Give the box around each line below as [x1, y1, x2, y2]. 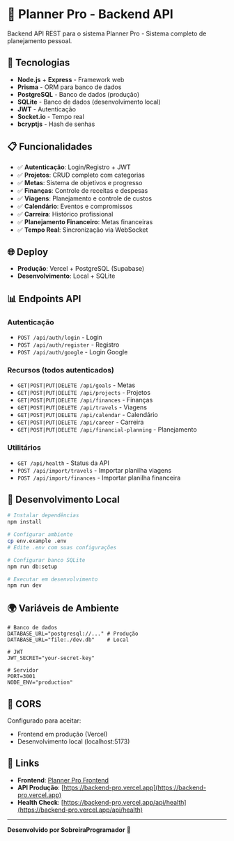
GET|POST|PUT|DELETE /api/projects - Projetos [17, 388, 151, 397]
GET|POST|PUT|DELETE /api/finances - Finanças [17, 396, 153, 404]
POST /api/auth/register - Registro [17, 340, 120, 349]
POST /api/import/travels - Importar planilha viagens [17, 466, 172, 474]
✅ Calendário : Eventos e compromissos [17, 202, 133, 210]
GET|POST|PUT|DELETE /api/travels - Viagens [17, 403, 148, 411]
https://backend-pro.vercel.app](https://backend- [63, 783, 207, 792]
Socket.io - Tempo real [17, 112, 85, 120]
